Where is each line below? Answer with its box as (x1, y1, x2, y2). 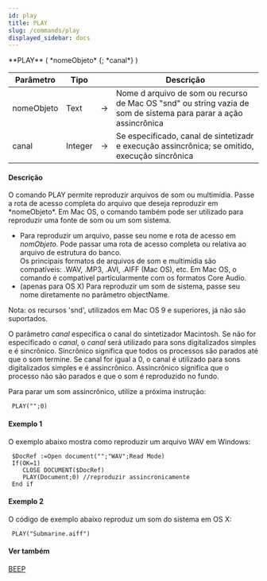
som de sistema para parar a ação (115, 108, 243, 119)
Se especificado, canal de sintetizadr (115, 130, 254, 141)
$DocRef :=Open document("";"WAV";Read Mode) (11, 452, 165, 460)
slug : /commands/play (8, 26, 80, 34)
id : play (8, 11, 37, 20)
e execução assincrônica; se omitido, (115, 141, 254, 152)
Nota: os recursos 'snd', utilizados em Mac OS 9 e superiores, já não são (8, 305, 246, 315)
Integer (66, 141, 93, 152)
